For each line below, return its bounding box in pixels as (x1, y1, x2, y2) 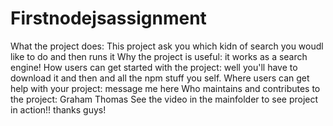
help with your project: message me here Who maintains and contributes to (10, 82, 321, 94)
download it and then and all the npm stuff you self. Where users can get (10, 72, 310, 84)
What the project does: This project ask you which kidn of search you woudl (10, 40, 324, 52)
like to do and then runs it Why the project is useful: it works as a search (10, 50, 308, 62)
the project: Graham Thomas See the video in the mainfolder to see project (10, 93, 319, 105)
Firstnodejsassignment (10, 7, 207, 30)
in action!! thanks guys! (10, 103, 107, 116)
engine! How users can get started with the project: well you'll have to (10, 61, 298, 73)
